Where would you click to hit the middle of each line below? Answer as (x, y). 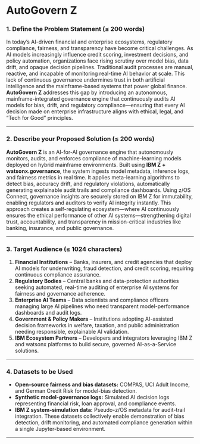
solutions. (27, 351)
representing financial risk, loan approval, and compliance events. (96, 403)
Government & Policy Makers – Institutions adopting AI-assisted (94, 319)
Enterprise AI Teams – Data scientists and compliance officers (92, 300)
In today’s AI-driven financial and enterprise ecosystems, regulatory (89, 42)
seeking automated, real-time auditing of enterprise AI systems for (96, 287)
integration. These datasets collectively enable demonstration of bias (99, 416)
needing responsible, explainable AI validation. (72, 332)
